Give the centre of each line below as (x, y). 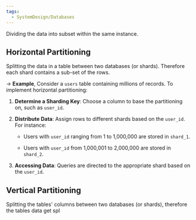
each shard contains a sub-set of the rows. (58, 72)
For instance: (31, 125)
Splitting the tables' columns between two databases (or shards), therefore (97, 204)
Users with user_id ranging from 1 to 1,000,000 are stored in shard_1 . (107, 137)
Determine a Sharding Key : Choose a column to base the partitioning (99, 101)
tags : (13, 11)
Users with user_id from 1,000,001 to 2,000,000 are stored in (97, 148)
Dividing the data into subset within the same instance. (72, 33)
